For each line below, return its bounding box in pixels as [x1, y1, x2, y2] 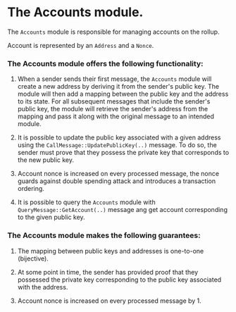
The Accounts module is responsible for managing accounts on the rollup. [7, 27, 220, 36]
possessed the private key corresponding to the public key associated [17, 275, 222, 284]
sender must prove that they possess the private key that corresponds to [17, 149, 230, 157]
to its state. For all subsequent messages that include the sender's [17, 97, 211, 106]
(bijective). [17, 254, 49, 263]
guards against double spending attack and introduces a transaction [17, 177, 216, 185]
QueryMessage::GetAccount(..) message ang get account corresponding [17, 206, 228, 214]
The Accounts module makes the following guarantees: [7, 230, 201, 240]
